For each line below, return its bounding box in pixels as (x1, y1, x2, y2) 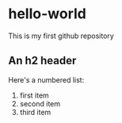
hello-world (8, 5, 87, 23)
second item (19, 98, 61, 108)
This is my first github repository (8, 31, 115, 40)
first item (19, 90, 49, 100)
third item (19, 107, 51, 117)
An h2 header (8, 54, 77, 67)
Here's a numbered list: (8, 75, 85, 84)
